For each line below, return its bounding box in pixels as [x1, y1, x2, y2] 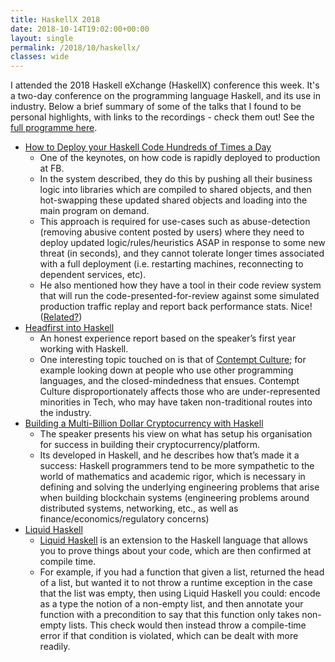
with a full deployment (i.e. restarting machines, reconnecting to [39, 258, 304, 270]
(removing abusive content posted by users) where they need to [39, 226, 305, 238]
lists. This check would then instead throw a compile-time [68, 619, 307, 631]
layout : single [10, 33, 74, 43]
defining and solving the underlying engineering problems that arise [39, 481, 320, 493]
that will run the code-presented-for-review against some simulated [39, 290, 320, 302]
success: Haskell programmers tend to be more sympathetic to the [39, 460, 315, 472]
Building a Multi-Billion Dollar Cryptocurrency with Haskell [24, 417, 264, 430]
